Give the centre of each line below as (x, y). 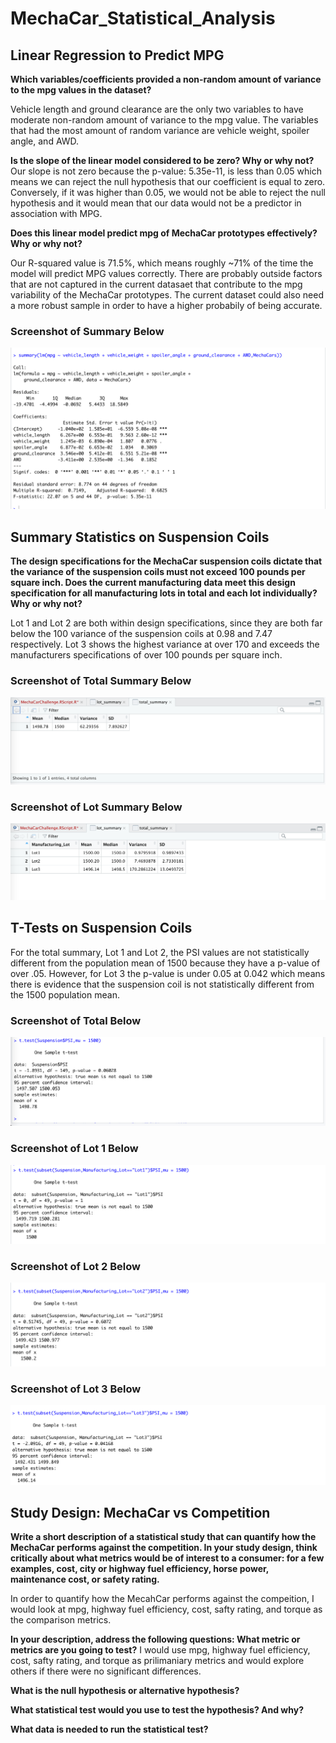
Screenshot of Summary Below (87, 331)
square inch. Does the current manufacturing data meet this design (153, 583)
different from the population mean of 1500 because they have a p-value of (165, 963)
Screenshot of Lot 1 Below (74, 1149)
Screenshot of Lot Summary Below (96, 807)
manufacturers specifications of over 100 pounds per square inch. (146, 655)
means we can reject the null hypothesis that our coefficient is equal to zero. (168, 181)
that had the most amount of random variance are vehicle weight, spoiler (160, 130)
